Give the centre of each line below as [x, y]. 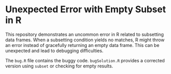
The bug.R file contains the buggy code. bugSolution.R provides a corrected [85, 60]
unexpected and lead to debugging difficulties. [54, 51]
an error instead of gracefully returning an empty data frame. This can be [82, 45]
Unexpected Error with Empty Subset [86, 9]
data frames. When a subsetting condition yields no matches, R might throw [85, 40]
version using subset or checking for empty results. [59, 66]
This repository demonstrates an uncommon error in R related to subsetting [85, 34]
